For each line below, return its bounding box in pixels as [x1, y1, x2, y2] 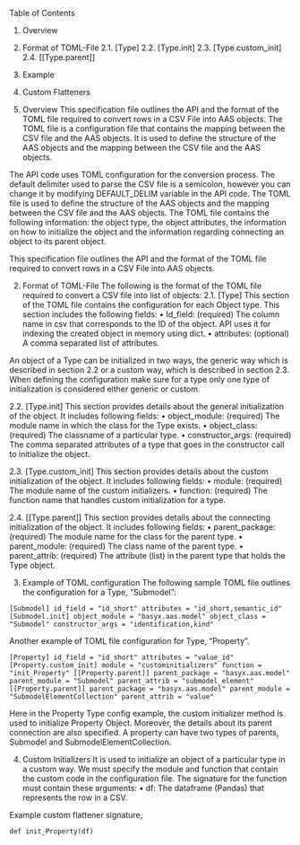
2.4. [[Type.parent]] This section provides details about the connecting [9, 512, 270, 523]
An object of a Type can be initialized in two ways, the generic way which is [9, 355, 288, 365]
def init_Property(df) [9, 827, 94, 836]
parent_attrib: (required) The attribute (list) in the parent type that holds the [9, 550, 286, 560]
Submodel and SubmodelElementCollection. [9, 736, 172, 747]
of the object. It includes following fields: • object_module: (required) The [9, 410, 280, 421]
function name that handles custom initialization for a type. [9, 495, 227, 506]
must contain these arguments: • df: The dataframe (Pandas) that [21, 783, 264, 793]
